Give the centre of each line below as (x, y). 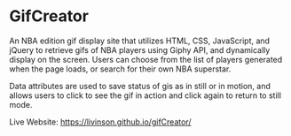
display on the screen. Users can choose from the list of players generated (146, 59)
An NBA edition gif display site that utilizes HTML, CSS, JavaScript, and (140, 41)
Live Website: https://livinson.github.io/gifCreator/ (100, 122)
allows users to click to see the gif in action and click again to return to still (145, 95)
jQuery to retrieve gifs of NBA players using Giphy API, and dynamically (140, 49)
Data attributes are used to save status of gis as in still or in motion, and (140, 86)
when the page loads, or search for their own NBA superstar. (120, 69)
